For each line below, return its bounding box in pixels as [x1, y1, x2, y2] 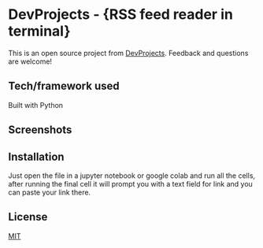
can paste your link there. [8, 187, 91, 197]
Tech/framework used [8, 80, 120, 93]
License [8, 210, 48, 224]
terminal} [8, 22, 71, 40]
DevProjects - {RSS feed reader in [8, 6, 234, 24]
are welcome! [8, 57, 53, 66]
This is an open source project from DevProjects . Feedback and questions [8, 48, 249, 57]
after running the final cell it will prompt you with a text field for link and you [8, 179, 254, 188]
